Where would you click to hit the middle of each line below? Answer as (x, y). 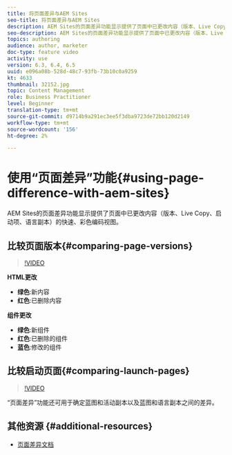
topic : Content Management (46, 91)
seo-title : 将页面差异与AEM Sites (54, 20)
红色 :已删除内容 (39, 300)
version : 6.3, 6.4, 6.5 (41, 65)
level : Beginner (30, 104)
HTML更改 (22, 277)
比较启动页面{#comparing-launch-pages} (98, 371)
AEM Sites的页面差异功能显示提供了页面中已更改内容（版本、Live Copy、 (112, 213)
